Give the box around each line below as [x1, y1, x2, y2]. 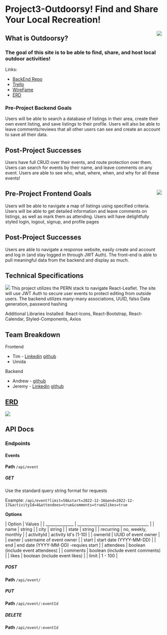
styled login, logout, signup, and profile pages [5, 218, 99, 225]
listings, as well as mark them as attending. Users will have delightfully [5, 213, 150, 219]
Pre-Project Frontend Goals [5, 189, 92, 198]
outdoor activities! [5, 55, 51, 62]
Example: [5, 497, 24, 503]
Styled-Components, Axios [25, 316, 81, 322]
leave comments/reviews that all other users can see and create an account [5, 126, 161, 133]
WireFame [12, 86, 34, 93]
